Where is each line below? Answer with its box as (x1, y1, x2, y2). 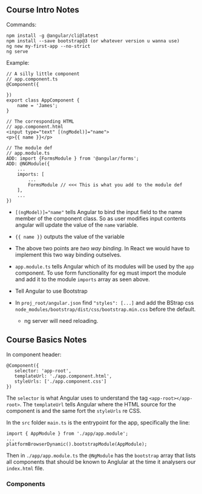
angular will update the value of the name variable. (15, 221, 138, 229)
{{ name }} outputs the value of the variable (15, 233, 125, 240)
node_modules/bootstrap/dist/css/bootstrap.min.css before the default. (15, 305, 196, 313)
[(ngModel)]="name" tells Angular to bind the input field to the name (15, 208, 183, 215)
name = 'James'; (17, 102, 59, 108)
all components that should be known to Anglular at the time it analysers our (6, 458, 197, 465)
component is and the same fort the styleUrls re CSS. (6, 407, 142, 414)
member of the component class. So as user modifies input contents (15, 215, 186, 222)
